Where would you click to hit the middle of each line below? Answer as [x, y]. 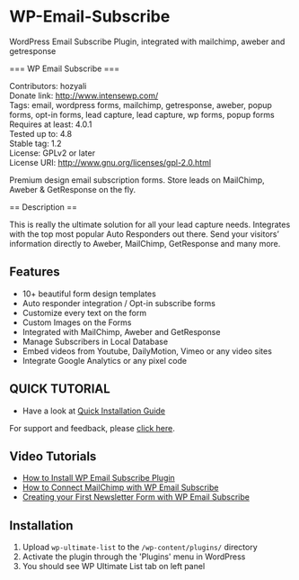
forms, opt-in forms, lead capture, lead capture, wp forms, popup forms [142, 114]
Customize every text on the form [84, 313]
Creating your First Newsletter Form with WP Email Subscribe [136, 497]
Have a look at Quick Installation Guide [94, 411]
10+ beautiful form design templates [89, 294]
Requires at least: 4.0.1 [51, 124]
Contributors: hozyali [48, 86]
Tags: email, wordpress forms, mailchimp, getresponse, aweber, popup [141, 104]
